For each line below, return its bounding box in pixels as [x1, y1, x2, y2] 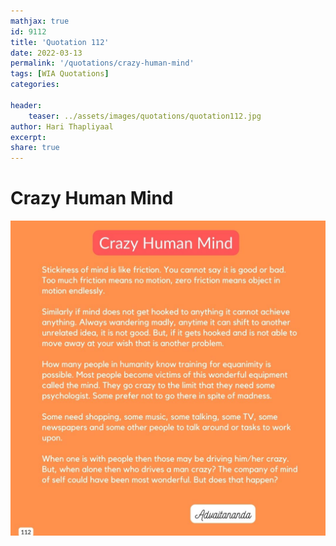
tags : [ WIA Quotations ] [10, 69, 110, 79]
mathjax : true [10, 16, 70, 26]
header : [10, 100, 43, 110]
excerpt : [10, 132, 47, 142]
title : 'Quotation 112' [10, 37, 110, 47]
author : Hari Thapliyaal [10, 121, 114, 132]
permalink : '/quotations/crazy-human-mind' [10, 58, 195, 69]
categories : [10, 80, 60, 90]
